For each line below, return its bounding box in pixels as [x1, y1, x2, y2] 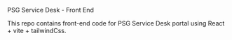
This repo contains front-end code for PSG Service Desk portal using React [7, 19, 225, 27]
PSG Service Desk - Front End [7, 6, 95, 14]
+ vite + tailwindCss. [7, 27, 67, 34]
